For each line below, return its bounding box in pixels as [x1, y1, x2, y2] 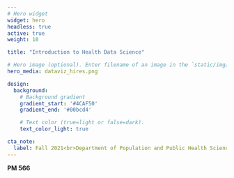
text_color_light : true [19, 126, 89, 133]
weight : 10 [7, 36, 39, 43]
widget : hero [7, 17, 45, 24]
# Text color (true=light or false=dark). [19, 119, 145, 126]
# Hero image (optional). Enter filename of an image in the [7, 61, 189, 68]
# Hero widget [7, 10, 49, 17]
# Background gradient [19, 94, 86, 101]
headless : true [7, 23, 52, 30]
